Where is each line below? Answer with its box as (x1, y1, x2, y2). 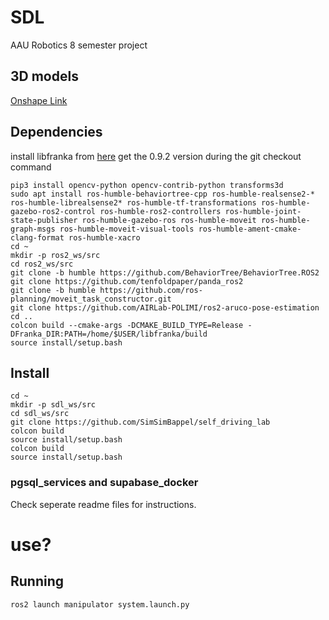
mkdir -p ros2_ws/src (10, 250, 101, 260)
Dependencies (10, 124, 103, 141)
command (10, 161, 52, 173)
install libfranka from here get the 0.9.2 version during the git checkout (10, 150, 302, 162)
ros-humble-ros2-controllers (99, 206, 222, 216)
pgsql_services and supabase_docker (10, 476, 199, 490)
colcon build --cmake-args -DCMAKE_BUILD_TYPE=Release (10, 320, 244, 330)
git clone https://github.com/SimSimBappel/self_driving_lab (10, 417, 271, 428)
